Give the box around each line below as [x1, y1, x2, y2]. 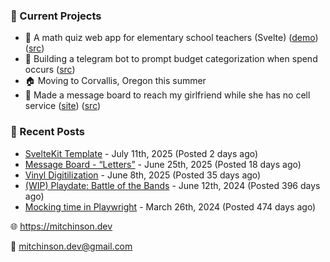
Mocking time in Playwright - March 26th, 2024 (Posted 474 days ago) [24, 200, 317, 213]
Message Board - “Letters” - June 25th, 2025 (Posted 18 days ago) [24, 158, 302, 170]
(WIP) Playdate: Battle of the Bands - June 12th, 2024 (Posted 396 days [24, 179, 321, 191]
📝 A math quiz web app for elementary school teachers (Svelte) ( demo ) [24, 32, 319, 44]
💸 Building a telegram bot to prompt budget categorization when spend [24, 53, 318, 65]
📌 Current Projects [10, 9, 102, 23]
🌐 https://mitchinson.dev [10, 220, 113, 232]
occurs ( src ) [24, 64, 76, 76]
